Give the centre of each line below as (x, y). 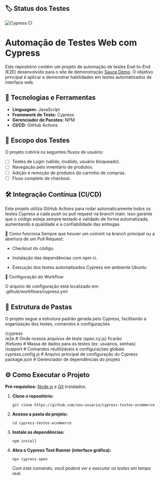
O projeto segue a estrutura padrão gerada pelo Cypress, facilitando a (76, 319)
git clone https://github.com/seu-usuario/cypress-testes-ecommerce (83, 405)
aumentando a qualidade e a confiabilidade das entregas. (63, 224)
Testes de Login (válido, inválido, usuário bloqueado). (66, 161)
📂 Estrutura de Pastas (39, 307)
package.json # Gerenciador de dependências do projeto (63, 360)
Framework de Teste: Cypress (43, 114)
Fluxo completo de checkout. (41, 178)
